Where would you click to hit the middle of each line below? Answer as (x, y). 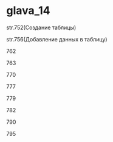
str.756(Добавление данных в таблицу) (57, 39)
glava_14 (28, 11)
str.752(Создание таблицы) (41, 27)
